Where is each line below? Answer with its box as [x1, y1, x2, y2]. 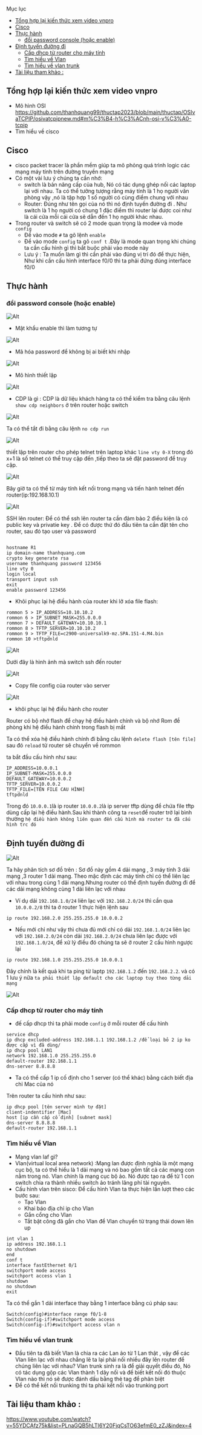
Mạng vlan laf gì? [15, 1153, 59, 1160]
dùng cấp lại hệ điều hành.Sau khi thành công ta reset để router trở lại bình [6, 809, 192, 816]
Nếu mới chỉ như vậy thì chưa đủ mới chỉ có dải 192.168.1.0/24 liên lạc [15, 926, 191, 933]
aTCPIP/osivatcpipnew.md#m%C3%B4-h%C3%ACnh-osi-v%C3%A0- [15, 115, 192, 122]
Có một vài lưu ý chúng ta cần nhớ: [15, 174, 103, 181]
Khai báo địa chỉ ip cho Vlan [24, 1205, 94, 1212]
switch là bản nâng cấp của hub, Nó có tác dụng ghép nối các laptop [24, 181, 197, 188]
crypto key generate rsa [6, 555, 69, 561]
